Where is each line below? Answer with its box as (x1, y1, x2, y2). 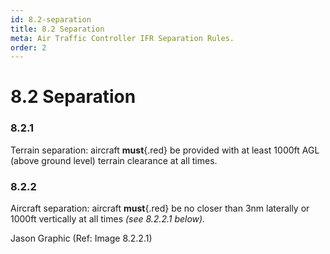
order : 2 (10, 42, 47, 53)
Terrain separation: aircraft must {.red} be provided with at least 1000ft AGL (10, 144, 320, 156)
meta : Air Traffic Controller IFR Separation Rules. (10, 33, 235, 43)
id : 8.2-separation (10, 14, 92, 25)
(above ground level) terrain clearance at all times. (10, 154, 218, 166)
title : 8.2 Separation (10, 24, 105, 34)
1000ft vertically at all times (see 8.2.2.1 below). (10, 213, 206, 225)
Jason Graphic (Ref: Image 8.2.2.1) (10, 232, 153, 245)
